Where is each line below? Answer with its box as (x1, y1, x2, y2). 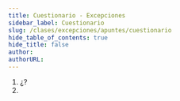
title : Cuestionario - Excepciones (8, 11, 126, 20)
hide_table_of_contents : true (8, 33, 109, 42)
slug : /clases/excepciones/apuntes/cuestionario (8, 26, 172, 34)
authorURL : (8, 56, 44, 64)
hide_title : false (8, 41, 69, 49)
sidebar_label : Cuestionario (8, 19, 105, 27)
